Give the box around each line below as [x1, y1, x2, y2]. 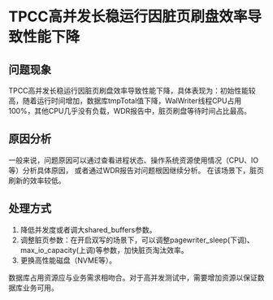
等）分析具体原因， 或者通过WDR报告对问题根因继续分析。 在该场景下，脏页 [8, 165, 264, 175]
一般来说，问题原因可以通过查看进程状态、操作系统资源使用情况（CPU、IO [8, 155, 259, 165]
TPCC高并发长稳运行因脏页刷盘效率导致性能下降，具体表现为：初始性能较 [8, 86, 256, 95]
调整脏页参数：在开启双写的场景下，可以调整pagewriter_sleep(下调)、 [19, 235, 254, 245]
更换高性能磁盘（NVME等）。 [19, 255, 117, 265]
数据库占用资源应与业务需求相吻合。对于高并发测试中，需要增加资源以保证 [8, 272, 258, 282]
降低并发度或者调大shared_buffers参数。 [19, 224, 157, 234]
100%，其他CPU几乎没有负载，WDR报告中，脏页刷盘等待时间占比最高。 [8, 107, 252, 115]
